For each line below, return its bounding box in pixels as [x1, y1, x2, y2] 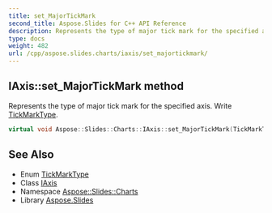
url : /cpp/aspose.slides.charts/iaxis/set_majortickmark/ [8, 49, 208, 58]
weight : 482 [8, 42, 49, 50]
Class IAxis [19, 177, 57, 187]
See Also [8, 147, 54, 162]
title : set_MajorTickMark [8, 11, 96, 20]
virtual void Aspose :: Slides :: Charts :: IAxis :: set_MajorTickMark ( [8, 125, 233, 134]
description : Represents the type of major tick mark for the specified [8, 27, 259, 35]
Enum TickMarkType [19, 169, 89, 179]
